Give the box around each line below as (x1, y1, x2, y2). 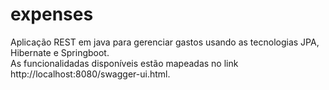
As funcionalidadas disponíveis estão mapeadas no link (10, 57, 239, 69)
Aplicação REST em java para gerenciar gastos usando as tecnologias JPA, (10, 36, 320, 48)
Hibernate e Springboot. (10, 46, 110, 58)
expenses (10, 3, 94, 26)
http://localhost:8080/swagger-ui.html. (10, 68, 171, 80)
